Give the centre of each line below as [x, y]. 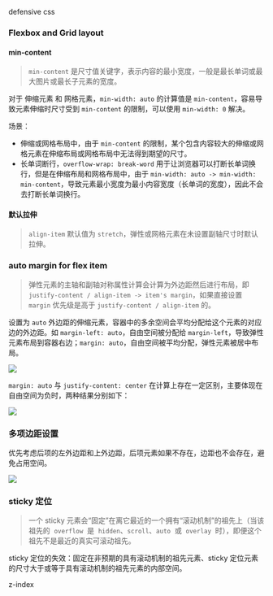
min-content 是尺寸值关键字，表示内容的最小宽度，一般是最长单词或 [142, 72]
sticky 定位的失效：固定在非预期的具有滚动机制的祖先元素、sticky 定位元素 [133, 558]
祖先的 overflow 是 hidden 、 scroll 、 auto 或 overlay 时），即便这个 [145, 531]
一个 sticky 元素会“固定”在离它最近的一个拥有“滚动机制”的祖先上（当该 [146, 520]
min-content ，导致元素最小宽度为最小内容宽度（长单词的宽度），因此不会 [142, 184]
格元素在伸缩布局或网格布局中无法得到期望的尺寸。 [106, 154]
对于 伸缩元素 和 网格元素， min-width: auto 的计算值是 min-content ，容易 [132, 99]
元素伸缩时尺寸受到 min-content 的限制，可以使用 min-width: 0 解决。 [132, 109]
